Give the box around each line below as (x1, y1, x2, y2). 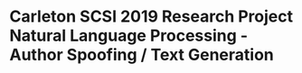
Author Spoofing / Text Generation (9, 45, 274, 65)
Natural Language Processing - (9, 25, 249, 46)
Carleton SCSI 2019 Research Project (9, 6, 294, 27)
